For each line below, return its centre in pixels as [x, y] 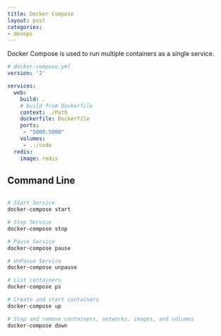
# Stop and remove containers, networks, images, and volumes [101, 319]
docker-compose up [34, 306]
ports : [30, 126]
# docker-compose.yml [39, 67]
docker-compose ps [34, 287]
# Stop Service [30, 222]
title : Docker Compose [41, 14]
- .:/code [37, 145]
